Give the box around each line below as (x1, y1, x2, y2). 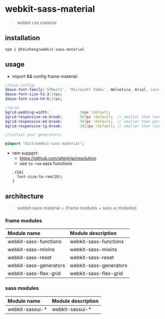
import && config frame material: (12, 73, 79, 79)
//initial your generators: (5, 133, 63, 137)
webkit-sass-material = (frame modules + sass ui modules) (17, 205, 137, 211)
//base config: (5, 82, 36, 88)
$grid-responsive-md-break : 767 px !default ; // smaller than (5, 119, 151, 124)
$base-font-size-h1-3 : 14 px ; (5, 92, 63, 97)
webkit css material (17, 20, 56, 26)
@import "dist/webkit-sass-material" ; (5, 141, 84, 146)
